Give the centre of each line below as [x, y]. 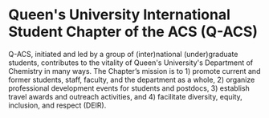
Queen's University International [120, 15]
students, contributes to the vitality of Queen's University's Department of [131, 63]
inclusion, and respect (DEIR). [57, 105]
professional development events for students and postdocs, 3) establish [129, 88]
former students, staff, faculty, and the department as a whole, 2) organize [132, 79]
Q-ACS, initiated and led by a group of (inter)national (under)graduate [123, 54]
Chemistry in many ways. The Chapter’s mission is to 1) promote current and [134, 71]
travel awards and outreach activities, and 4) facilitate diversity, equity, [125, 96]
